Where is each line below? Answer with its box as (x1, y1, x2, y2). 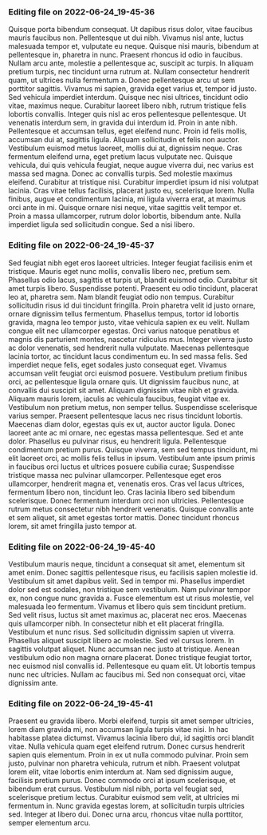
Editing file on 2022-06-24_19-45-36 (8, 6, 155, 18)
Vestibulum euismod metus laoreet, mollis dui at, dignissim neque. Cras (8, 143, 243, 153)
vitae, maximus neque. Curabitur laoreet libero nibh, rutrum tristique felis (8, 101, 247, 110)
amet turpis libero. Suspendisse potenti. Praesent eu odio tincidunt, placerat (8, 283, 258, 293)
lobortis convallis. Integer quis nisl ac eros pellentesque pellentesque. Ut (8, 109, 247, 119)
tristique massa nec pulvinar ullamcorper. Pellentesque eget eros (8, 470, 222, 479)
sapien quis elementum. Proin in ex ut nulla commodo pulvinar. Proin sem (8, 750, 249, 760)
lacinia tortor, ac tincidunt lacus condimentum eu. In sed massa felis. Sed (8, 351, 248, 361)
